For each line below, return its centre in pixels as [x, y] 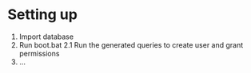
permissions [39, 53]
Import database [46, 36]
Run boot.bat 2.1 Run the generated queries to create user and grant [131, 44]
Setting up [42, 15]
